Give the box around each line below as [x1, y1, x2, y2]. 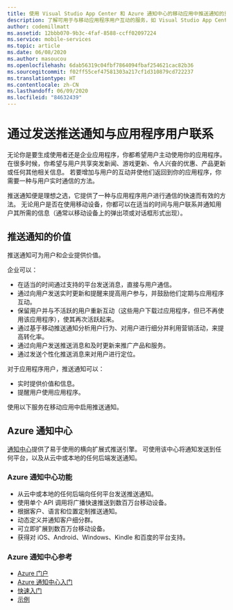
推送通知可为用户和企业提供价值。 [7, 251, 105, 259]
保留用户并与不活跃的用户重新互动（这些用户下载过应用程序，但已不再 [17, 306, 218, 315]
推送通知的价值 [7, 231, 71, 243]
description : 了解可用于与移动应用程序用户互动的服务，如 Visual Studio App [7, 17, 212, 24]
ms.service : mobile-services [7, 36, 92, 43]
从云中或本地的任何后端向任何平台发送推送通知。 [17, 489, 157, 497]
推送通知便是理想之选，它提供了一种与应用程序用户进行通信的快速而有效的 [7, 191, 220, 199]
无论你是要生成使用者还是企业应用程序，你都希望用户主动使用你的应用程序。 [7, 150, 226, 158]
